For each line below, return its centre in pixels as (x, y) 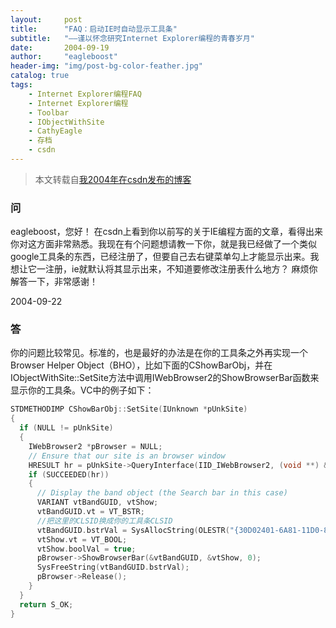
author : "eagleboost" (64, 57)
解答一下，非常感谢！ (54, 282)
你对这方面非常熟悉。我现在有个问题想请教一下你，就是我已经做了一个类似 (163, 244)
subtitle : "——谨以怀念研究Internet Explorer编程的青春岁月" (132, 38)
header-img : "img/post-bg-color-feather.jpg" (106, 66)
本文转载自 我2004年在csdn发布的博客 (113, 179)
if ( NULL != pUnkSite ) (66, 428)
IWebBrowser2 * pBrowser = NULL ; (95, 446)
